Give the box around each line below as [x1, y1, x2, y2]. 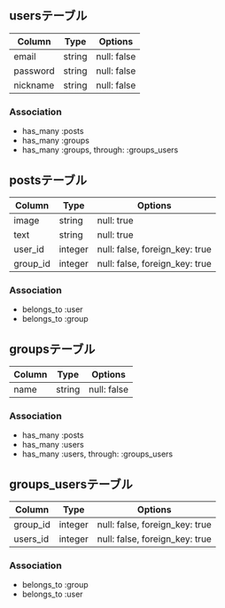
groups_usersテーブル [9, 477, 133, 492]
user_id [13, 243, 44, 255]
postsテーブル [9, 172, 87, 188]
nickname [13, 79, 55, 91]
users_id [13, 533, 50, 545]
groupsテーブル [9, 341, 96, 356]
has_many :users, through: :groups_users [21, 448, 174, 459]
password [13, 65, 55, 77]
